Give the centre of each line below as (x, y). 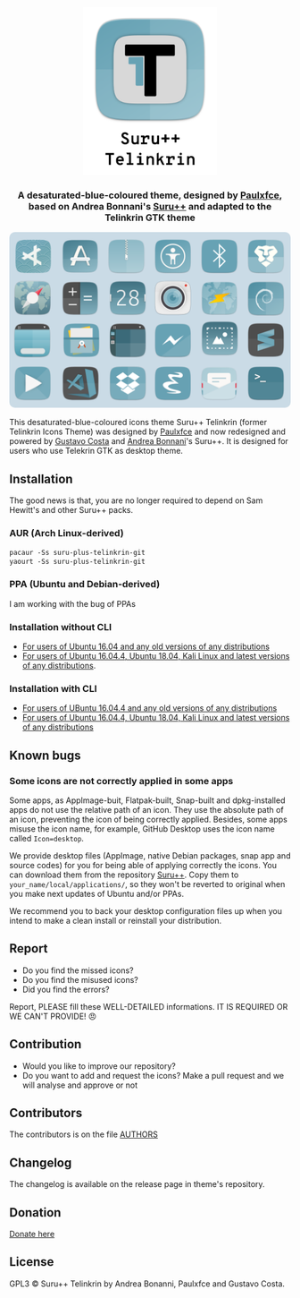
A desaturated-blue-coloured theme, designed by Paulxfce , (150, 195)
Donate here (32, 1234)
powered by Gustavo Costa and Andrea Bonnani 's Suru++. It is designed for (149, 441)
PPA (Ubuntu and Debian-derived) (85, 585)
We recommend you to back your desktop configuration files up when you (146, 911)
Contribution (46, 1044)
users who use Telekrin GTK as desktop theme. (96, 451)
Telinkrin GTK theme (150, 218)
